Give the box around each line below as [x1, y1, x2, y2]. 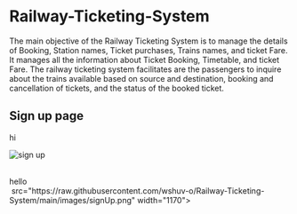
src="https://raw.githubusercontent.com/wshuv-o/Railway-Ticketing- [11, 185, 265, 196]
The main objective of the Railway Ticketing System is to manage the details [9, 36, 288, 46]
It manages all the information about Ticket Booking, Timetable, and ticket [9, 54, 280, 65]
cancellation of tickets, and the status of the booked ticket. [9, 83, 225, 93]
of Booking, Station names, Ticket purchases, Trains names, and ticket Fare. [9, 44, 288, 55]
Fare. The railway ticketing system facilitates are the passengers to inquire [9, 64, 282, 75]
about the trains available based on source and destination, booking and [9, 73, 274, 83]
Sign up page [9, 108, 84, 123]
